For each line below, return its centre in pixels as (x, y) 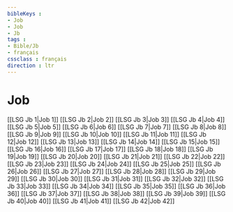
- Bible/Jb (23, 46)
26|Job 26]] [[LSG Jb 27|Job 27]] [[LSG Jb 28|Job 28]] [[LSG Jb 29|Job (112, 171)
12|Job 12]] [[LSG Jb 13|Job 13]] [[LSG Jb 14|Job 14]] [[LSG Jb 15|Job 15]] (114, 142)
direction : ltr (31, 66)
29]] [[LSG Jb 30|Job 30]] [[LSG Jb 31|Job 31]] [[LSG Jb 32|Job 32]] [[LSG (116, 179)
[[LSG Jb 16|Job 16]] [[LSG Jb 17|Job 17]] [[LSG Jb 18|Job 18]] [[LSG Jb (110, 149)
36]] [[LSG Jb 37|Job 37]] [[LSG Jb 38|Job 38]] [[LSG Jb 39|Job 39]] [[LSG (116, 193)
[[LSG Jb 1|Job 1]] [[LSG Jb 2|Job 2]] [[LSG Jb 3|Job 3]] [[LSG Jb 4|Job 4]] (116, 119)
